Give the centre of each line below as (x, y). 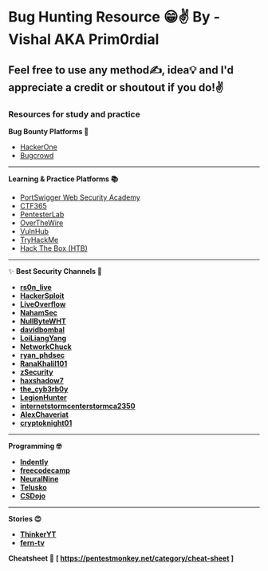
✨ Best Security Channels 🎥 (55, 271)
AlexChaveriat (44, 414)
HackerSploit (42, 295)
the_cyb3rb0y (44, 389)
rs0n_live (35, 287)
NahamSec (38, 312)
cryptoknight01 (46, 422)
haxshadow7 (41, 380)
